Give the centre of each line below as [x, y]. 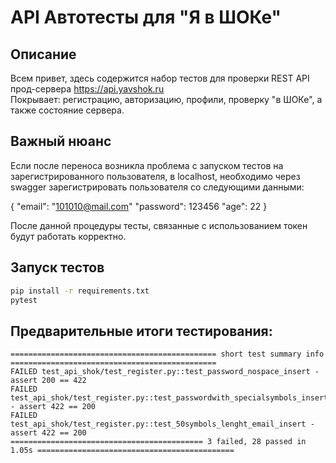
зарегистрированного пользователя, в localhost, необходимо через [155, 176]
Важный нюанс [61, 141]
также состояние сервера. [67, 110]
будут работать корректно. [68, 236]
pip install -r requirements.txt [80, 291]
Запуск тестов [57, 267]
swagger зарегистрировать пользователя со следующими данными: [157, 187]
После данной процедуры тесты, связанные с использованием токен [159, 225]
